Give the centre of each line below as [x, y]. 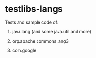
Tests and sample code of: [32, 22]
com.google [24, 50]
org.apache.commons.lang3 [40, 41]
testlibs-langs [34, 9]
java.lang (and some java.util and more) [52, 31]
